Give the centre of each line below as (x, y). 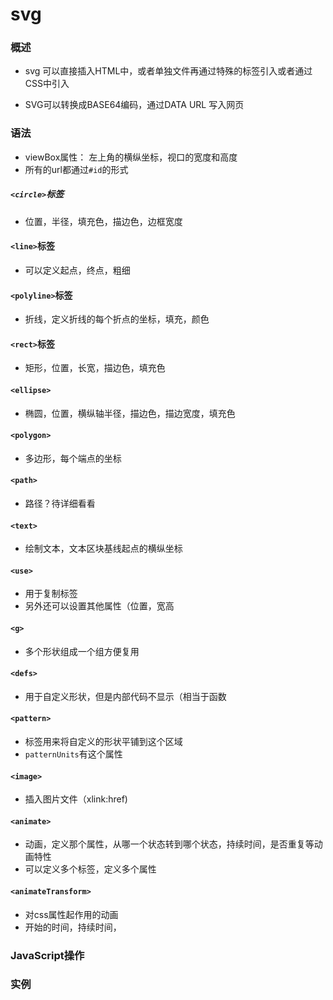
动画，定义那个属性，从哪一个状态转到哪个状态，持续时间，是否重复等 (169, 844)
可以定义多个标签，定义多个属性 (90, 869)
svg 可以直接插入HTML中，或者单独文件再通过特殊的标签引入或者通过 (168, 71)
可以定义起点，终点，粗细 (77, 270)
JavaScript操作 (47, 955)
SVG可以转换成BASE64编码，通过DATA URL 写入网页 (134, 105)
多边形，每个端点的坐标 (73, 458)
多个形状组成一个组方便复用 (82, 651)
